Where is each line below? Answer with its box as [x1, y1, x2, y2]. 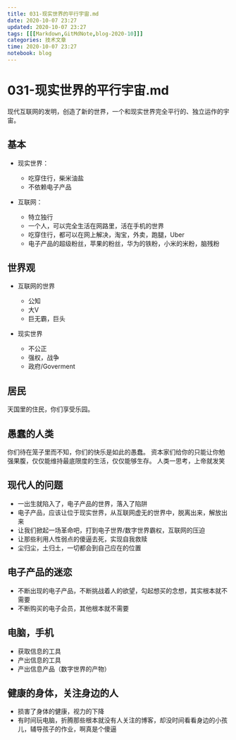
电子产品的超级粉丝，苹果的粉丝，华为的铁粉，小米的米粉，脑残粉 [27, 239, 220, 247]
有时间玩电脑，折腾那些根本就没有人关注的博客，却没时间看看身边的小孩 [17, 716, 228, 724]
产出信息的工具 [17, 655, 61, 664]
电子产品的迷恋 [7, 566, 73, 578]
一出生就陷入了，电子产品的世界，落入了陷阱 [17, 499, 148, 507]
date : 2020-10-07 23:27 [7, 17, 77, 24]
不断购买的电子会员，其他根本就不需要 [17, 604, 129, 612]
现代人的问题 [7, 479, 63, 491]
